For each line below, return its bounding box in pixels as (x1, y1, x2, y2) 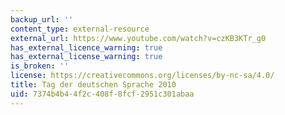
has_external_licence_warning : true (10, 42, 163, 53)
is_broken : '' (10, 61, 70, 71)
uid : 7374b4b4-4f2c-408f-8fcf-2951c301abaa (10, 89, 195, 99)
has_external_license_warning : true (10, 52, 163, 62)
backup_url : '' (10, 14, 74, 25)
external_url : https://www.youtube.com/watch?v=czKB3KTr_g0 (10, 33, 267, 43)
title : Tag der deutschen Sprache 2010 (10, 80, 177, 90)
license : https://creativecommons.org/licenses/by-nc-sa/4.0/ (10, 71, 275, 81)
